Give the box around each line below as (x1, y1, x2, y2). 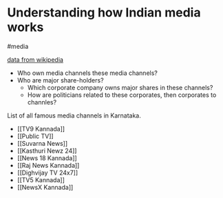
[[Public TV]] (17, 132, 54, 140)
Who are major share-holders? (17, 76, 105, 84)
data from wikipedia (7, 55, 64, 63)
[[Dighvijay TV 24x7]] (17, 168, 78, 177)
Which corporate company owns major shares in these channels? (27, 83, 213, 91)
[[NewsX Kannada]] (17, 183, 74, 191)
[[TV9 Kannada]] (17, 124, 65, 133)
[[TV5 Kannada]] (17, 175, 65, 184)
